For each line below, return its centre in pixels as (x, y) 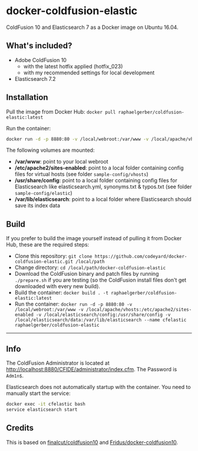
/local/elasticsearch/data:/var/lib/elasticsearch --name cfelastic (100, 320)
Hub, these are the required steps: (48, 245)
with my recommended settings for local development (89, 73)
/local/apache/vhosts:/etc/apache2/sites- (139, 310)
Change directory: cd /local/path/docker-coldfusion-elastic (90, 267)
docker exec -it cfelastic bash (46, 404)
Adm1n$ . (15, 375)
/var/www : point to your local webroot (61, 162)
